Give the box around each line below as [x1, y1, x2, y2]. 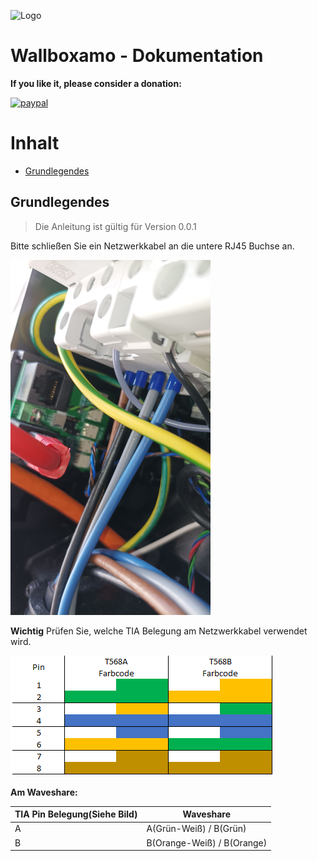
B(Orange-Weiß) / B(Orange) [146, 836, 268, 849]
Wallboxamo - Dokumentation [10, 45, 264, 67]
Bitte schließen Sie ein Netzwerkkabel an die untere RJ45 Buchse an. [10, 240, 295, 252]
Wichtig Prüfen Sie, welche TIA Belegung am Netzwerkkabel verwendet [10, 625, 308, 637]
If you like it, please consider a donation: [10, 77, 182, 89]
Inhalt [10, 132, 60, 155]
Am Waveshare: [10, 786, 78, 798]
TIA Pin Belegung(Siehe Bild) [14, 808, 138, 820]
